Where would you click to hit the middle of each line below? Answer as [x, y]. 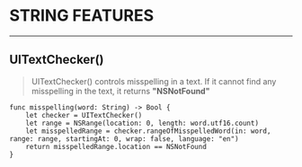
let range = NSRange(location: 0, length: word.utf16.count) [142, 123]
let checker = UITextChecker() [84, 115]
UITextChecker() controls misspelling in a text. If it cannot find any [154, 81]
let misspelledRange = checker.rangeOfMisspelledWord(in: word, [148, 131]
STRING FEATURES [82, 16]
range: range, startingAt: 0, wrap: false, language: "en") [124, 139]
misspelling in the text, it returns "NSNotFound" [120, 91]
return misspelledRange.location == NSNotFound [116, 146]
